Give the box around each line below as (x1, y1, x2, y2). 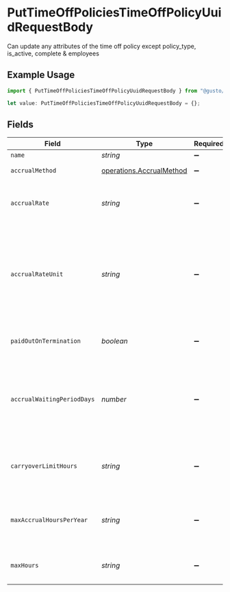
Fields (7, 119, 34, 130)
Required (194, 139, 225, 149)
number (101, 395, 127, 404)
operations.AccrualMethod (101, 166, 188, 175)
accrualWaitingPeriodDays (10, 395, 95, 404)
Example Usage (7, 69, 75, 81)
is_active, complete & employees (7, 49, 99, 58)
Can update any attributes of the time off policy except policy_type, (7, 42, 196, 50)
